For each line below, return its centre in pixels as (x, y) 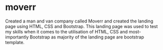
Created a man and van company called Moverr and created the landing (79, 21)
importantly (17, 37)
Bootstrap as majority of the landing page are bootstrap (87, 37)
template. (15, 42)
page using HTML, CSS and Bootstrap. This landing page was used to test (81, 26)
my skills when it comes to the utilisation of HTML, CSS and (66, 31)
